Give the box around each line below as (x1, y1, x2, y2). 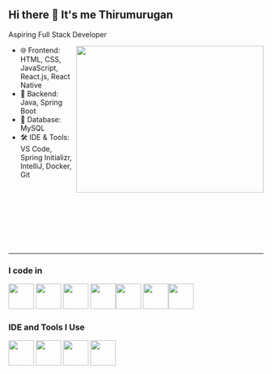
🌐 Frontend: (19, 45, 61, 55)
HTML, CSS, (19, 54, 62, 64)
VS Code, (19, 143, 53, 154)
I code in (8, 265, 43, 276)
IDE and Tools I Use (8, 321, 85, 333)
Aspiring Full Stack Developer (8, 29, 108, 39)
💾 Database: (19, 114, 62, 124)
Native (19, 80, 42, 90)
